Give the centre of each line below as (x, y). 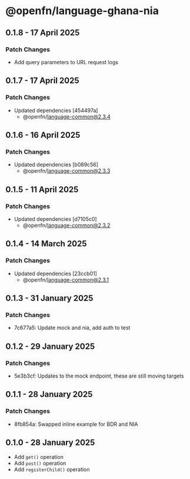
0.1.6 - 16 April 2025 (43, 135)
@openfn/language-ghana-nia (82, 11)
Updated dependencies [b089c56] (56, 165)
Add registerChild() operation (52, 469)
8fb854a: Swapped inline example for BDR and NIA (76, 424)
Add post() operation (40, 463)
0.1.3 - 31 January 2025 (49, 298)
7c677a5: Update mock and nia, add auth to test (72, 328)
